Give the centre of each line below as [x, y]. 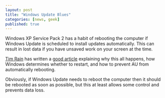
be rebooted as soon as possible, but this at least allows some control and [82, 85]
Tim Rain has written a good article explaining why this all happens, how [80, 59]
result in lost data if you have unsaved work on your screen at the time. [79, 49]
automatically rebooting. [31, 70]
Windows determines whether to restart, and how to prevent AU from [77, 64]
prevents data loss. [25, 90]
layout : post [19, 10]
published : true [22, 24]
